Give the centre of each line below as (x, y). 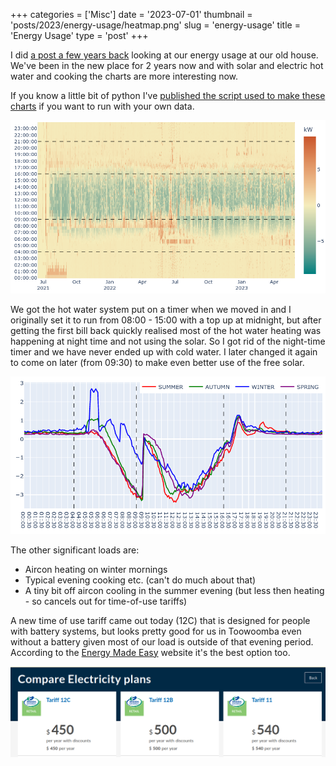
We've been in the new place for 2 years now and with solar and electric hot (167, 65)
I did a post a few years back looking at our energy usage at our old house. (164, 55)
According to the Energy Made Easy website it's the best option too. (150, 652)
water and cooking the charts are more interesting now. (124, 76)
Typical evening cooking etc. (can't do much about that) (140, 580)
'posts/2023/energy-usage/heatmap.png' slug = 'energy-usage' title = (155, 25)
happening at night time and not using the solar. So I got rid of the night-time (168, 341)
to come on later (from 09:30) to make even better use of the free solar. (157, 363)
